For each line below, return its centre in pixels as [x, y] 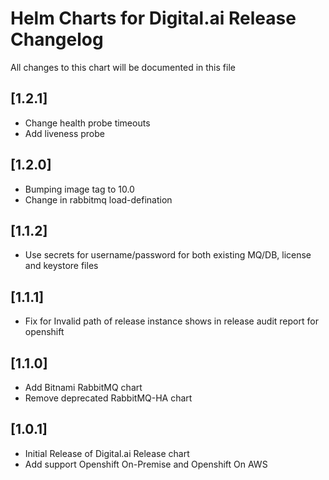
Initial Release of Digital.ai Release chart [107, 453]
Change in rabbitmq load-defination [98, 199]
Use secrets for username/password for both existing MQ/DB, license [168, 255]
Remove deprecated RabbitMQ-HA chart [108, 398]
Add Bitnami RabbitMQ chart [83, 387]
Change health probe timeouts [87, 123]
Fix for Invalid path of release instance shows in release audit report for [171, 321]
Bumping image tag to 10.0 [79, 189]
